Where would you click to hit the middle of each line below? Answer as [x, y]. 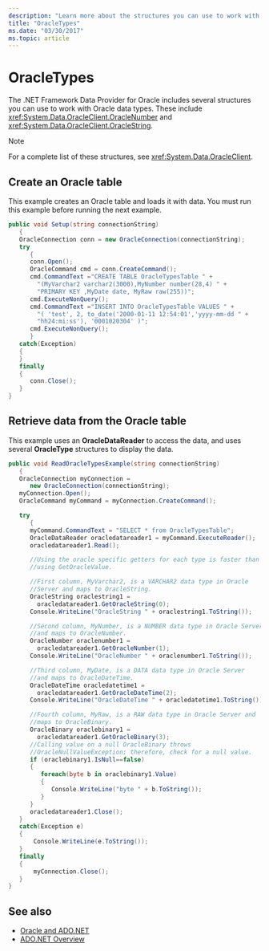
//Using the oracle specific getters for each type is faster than [145, 560]
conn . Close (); [53, 381]
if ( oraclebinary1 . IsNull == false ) [87, 759]
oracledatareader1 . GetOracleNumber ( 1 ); [104, 648]
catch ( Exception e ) [51, 827]
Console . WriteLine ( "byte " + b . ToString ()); [126, 790]
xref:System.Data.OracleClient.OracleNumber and [90, 117]
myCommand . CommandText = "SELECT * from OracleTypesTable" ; [132, 530]
